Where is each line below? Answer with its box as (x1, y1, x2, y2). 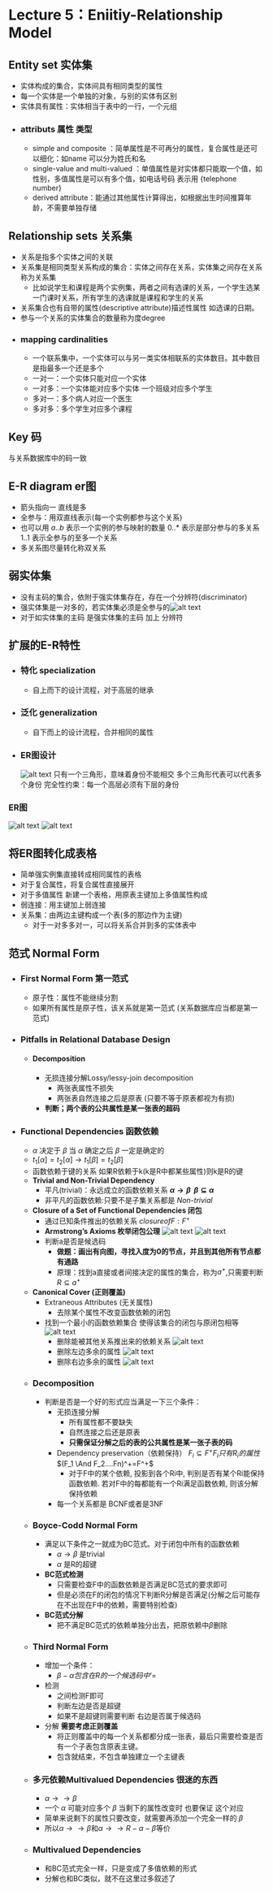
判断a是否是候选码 (44, 1236, 106, 1246)
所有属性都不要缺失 (68, 1417, 133, 1427)
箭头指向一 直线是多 (19, 503, 87, 513)
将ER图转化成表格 (8, 846, 97, 860)
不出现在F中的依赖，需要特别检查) (63, 1600, 178, 1610)
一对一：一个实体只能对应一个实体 (32, 374, 147, 383)
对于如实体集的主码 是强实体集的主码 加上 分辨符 (19, 612, 184, 622)
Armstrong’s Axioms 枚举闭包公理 (44, 1226, 161, 1235)
